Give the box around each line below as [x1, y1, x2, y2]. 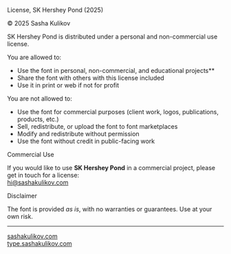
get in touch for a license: [7, 171, 80, 179]
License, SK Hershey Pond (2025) [7, 6, 104, 14]
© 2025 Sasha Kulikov [7, 19, 71, 27]
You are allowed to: [7, 53, 62, 61]
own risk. [7, 213, 33, 220]
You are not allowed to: [7, 94, 72, 103]
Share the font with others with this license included [16, 74, 165, 82]
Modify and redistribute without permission [16, 130, 140, 138]
